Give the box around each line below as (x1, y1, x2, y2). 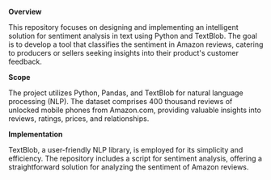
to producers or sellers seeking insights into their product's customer (8, 48, 239, 57)
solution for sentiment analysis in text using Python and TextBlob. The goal (8, 31, 257, 40)
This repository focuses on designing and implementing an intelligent (8, 23, 239, 31)
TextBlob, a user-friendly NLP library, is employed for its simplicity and (8, 145, 243, 154)
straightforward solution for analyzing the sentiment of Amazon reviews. (8, 162, 249, 172)
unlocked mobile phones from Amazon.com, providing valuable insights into (8, 105, 261, 115)
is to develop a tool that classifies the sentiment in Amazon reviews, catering (8, 40, 264, 49)
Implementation (8, 129, 63, 139)
